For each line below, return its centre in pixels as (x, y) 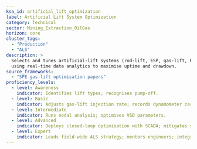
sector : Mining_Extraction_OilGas (48, 28)
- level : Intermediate (39, 110)
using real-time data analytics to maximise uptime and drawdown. (94, 66)
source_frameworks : (30, 72)
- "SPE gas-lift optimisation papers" (59, 77)
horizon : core (23, 33)
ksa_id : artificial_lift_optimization (53, 11)
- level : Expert (31, 132)
